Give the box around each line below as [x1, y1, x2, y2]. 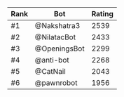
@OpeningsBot [34, 44, 85, 53]
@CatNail [34, 67, 67, 76]
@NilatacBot [34, 32, 76, 41]
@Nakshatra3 [34, 21, 81, 30]
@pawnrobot [34, 78, 78, 87]
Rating [91, 9, 114, 18]
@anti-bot [34, 56, 69, 65]
